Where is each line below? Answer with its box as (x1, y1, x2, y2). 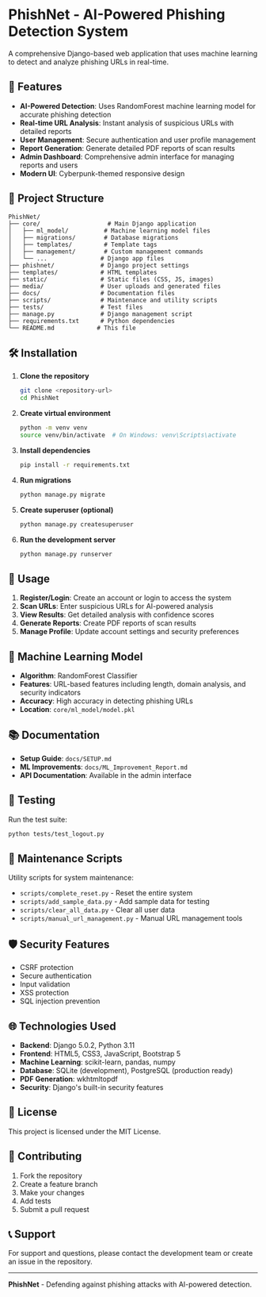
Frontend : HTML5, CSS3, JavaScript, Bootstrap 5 (19, 1049, 181, 1058)
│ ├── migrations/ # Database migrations (8, 233, 179, 241)
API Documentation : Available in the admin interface (19, 770, 192, 779)
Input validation (19, 979, 70, 989)
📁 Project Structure (8, 192, 104, 206)
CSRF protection (19, 963, 74, 972)
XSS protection (19, 988, 70, 998)
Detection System (8, 22, 129, 40)
